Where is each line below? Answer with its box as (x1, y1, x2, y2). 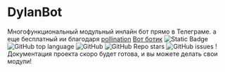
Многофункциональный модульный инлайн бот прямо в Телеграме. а (7, 27, 217, 36)
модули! (7, 57, 32, 65)
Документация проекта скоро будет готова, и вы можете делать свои (7, 50, 218, 58)
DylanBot (7, 4, 63, 20)
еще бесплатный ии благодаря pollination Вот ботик (7, 34, 163, 43)
